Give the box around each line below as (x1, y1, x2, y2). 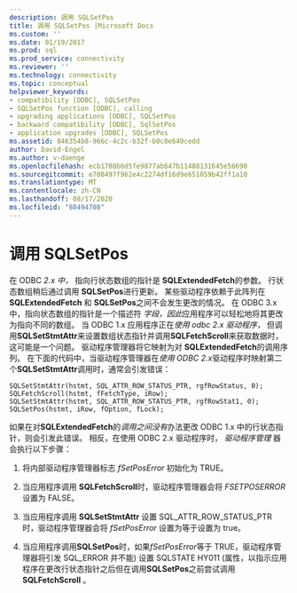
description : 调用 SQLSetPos (9, 12, 114, 22)
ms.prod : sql (9, 46, 58, 55)
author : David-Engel (9, 145, 86, 154)
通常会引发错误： (107, 363, 171, 374)
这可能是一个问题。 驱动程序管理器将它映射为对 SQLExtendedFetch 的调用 (9, 341, 281, 352)
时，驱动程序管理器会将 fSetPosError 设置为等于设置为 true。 (21, 522, 246, 533)
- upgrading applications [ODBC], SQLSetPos (9, 112, 176, 121)
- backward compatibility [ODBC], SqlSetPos (9, 121, 176, 130)
